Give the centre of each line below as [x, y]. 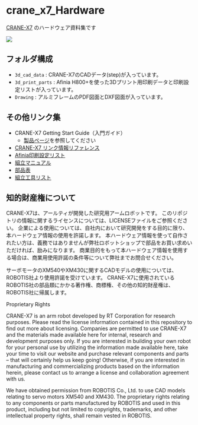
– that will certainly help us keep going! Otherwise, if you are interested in [95, 360]
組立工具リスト [33, 177]
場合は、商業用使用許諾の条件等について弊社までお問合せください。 [94, 258]
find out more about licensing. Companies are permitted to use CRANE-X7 [96, 329]
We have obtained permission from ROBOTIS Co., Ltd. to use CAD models [96, 391]
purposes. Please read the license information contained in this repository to [99, 322]
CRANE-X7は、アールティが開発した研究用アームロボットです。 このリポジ [97, 213]
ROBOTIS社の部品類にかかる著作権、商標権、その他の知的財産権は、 [90, 285]
